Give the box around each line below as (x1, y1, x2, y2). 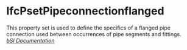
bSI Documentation (6, 37, 55, 44)
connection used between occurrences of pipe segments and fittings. (6, 30, 182, 37)
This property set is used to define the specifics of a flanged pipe (6, 24, 171, 31)
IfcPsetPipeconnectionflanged (6, 4, 164, 18)
